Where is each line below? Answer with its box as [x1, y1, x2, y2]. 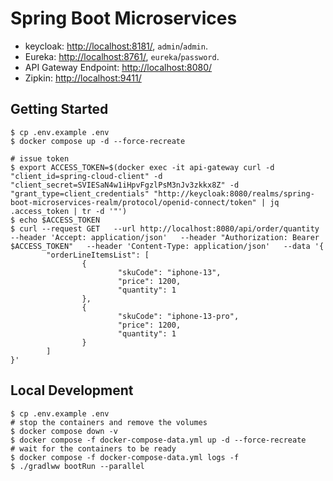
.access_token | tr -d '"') [10, 206, 128, 216]
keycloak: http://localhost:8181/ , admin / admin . [24, 40, 208, 52]
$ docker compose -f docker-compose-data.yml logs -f [10, 452, 240, 462]
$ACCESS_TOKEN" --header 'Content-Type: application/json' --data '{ [10, 241, 325, 251]
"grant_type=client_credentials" [10, 188, 150, 199]
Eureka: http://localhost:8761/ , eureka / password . [24, 50, 220, 62]
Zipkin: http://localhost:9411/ [24, 72, 142, 84]
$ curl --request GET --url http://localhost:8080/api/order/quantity [10, 223, 320, 234]
